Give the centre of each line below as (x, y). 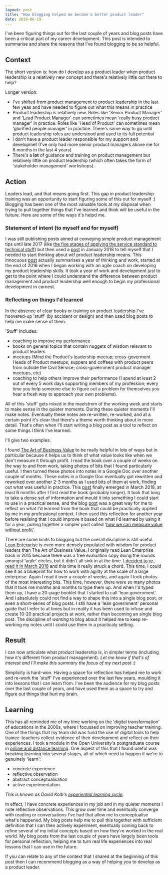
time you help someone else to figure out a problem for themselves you (86, 388)
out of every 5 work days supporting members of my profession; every (85, 383)
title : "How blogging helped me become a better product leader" (74, 15)
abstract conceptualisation (40, 779)
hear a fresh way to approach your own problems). (65, 394)
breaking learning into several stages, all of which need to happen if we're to (84, 754)
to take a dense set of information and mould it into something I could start (82, 498)
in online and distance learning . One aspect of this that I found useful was (81, 748)
